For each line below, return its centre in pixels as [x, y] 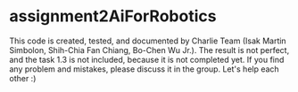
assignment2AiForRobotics [113, 16]
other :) [23, 78]
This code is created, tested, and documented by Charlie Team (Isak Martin [148, 41]
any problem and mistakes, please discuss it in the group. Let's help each [144, 69]
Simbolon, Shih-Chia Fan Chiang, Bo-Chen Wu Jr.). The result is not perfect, [149, 50]
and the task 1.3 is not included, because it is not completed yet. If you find [147, 59]
